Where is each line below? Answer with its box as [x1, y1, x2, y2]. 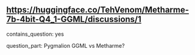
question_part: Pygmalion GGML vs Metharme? [6, 42, 125, 49]
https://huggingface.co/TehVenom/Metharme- [6, 5, 190, 15]
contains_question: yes [6, 30, 64, 37]
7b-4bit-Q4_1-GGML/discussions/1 [6, 15, 142, 25]
